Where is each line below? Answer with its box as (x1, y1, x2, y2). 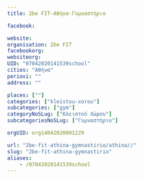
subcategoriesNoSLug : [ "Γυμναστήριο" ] (7, 117, 118, 124)
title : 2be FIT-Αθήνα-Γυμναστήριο (7, 10, 107, 17)
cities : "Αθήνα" (7, 66, 54, 73)
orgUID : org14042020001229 (7, 129, 85, 136)
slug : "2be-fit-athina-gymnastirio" (7, 148, 112, 155)
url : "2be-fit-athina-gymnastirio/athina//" (7, 142, 137, 149)
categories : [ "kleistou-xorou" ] (7, 98, 100, 105)
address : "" (7, 79, 41, 86)
